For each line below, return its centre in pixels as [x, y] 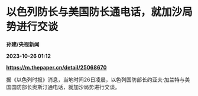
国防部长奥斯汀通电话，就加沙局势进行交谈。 [65, 87]
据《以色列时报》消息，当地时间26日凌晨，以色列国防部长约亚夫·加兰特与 [95, 80]
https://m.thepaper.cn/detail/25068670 [56, 67]
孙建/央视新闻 [23, 44]
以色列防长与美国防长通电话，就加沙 [94, 12]
